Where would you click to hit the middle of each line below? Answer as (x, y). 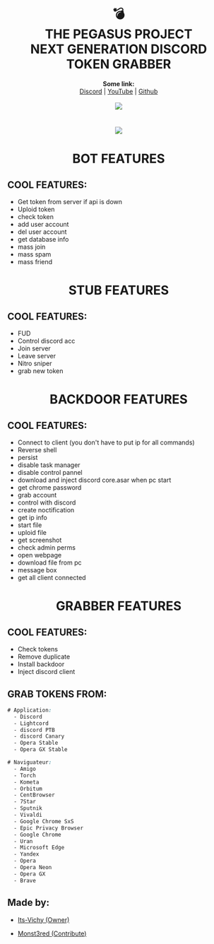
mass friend (35, 262)
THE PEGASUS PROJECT (119, 34)
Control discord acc (46, 341)
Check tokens (38, 649)
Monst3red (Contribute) (52, 933)
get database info (43, 240)
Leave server (37, 356)
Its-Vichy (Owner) (43, 919)
